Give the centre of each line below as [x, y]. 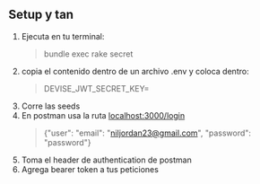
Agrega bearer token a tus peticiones [90, 169]
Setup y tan [41, 15]
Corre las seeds [51, 106]
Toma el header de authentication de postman [106, 160]
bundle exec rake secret [88, 54]
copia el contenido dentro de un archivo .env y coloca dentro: [135, 71]
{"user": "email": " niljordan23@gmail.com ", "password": [147, 133]
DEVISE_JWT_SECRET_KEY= [96, 88]
